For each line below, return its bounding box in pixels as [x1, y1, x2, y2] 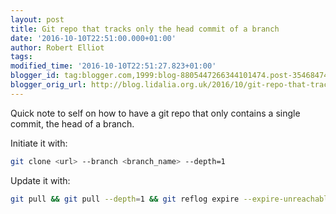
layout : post [10, 14, 65, 25]
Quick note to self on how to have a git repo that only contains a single [10, 107, 301, 119]
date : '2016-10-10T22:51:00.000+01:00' [10, 33, 177, 43]
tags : [10, 52, 33, 62]
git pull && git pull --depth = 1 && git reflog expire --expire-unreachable [10, 194, 333, 204]
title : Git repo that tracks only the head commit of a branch [10, 24, 280, 34]
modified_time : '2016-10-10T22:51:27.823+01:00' [10, 61, 217, 71]
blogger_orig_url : [10, 80, 87, 90]
